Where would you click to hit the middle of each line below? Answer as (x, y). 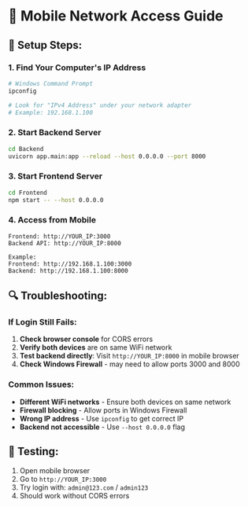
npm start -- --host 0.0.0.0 (56, 200)
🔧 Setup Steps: (45, 45)
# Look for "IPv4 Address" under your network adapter (100, 105)
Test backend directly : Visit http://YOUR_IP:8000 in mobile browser (130, 356)
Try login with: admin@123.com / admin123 (84, 487)
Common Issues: (41, 384)
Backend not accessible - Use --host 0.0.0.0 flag (102, 427)
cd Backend (26, 149)
